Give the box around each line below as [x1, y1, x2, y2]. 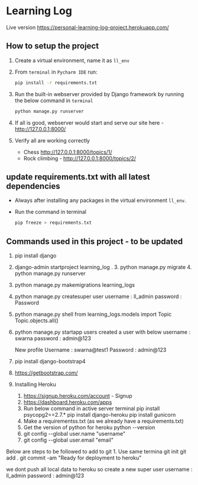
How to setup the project [6, 41, 99, 51]
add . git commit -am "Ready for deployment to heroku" [6, 454, 142, 461]
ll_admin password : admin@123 [6, 472, 85, 479]
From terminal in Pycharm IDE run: [14, 68, 98, 75]
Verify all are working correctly [14, 137, 90, 144]
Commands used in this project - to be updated [6, 236, 183, 246]
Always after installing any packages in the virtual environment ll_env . [14, 197, 186, 204]
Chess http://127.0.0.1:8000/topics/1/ [23, 148, 112, 156]
